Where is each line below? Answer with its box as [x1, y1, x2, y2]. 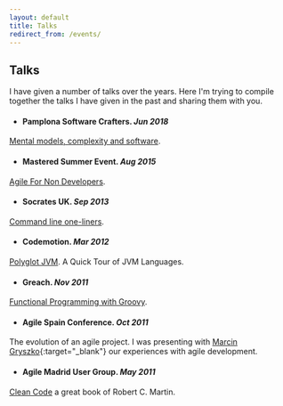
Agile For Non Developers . [9, 175, 106, 187]
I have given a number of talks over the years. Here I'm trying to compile [9, 86, 274, 97]
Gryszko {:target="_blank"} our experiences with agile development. [9, 346, 258, 357]
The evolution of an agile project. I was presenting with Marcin [9, 337, 239, 347]
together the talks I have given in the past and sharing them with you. [9, 95, 263, 107]
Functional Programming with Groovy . [9, 296, 148, 307]
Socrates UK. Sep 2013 [21, 197, 109, 207]
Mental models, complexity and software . [9, 135, 161, 147]
